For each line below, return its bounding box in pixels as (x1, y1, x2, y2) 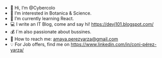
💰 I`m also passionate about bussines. (10, 29, 91, 35)
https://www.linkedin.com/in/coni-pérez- (71, 41, 157, 47)
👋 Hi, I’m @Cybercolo (10, 5, 55, 11)
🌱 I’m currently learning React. (10, 16, 74, 21)
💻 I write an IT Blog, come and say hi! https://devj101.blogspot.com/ (10, 21, 154, 27)
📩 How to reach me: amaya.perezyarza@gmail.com (10, 36, 119, 42)
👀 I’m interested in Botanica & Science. (10, 10, 92, 16)
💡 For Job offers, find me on (10, 41, 70, 47)
